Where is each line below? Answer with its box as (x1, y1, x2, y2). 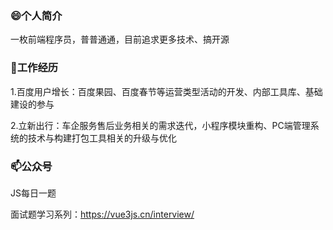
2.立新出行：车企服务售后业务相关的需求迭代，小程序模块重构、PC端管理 (10, 119, 311, 131)
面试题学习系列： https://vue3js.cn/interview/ (10, 208, 195, 220)
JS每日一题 (10, 187, 57, 199)
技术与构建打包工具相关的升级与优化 (27, 132, 177, 144)
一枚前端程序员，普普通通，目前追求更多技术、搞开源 (10, 33, 230, 46)
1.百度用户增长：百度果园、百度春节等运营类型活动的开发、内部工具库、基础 (10, 85, 323, 97)
